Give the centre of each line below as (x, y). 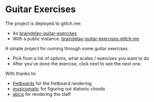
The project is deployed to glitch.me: (43, 23)
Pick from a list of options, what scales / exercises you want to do (81, 58)
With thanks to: (21, 73)
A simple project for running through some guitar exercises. (67, 48)
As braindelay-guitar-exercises (45, 33)
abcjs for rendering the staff (42, 94)
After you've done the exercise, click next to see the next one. (77, 63)
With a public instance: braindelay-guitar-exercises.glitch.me (76, 39)
